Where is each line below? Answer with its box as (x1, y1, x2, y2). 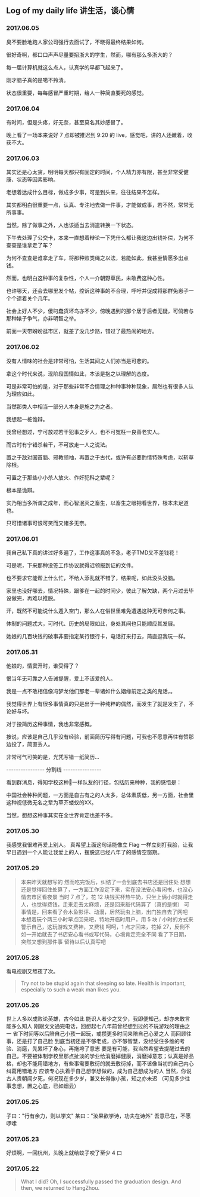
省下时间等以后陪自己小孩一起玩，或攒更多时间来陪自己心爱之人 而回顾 (12, 1030, 186, 1037)
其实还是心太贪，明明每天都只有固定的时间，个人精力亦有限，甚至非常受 (6, 169, 183, 176)
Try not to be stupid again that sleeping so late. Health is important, (20, 979, 186, 987)
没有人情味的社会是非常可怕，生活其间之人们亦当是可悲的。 (6, 357, 152, 365)
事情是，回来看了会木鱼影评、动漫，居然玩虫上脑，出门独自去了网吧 (20, 908, 188, 916)
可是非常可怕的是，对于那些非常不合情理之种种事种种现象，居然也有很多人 (6, 382, 189, 390)
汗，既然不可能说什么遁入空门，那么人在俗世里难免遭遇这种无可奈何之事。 (6, 607, 189, 614)
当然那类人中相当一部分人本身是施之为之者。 (6, 403, 116, 410)
